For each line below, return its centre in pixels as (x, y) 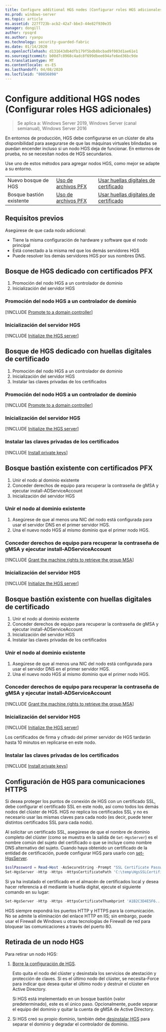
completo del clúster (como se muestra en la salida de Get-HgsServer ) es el (82, 837)
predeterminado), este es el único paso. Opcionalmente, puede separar (85, 1004)
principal (21, 245)
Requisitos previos (34, 218)
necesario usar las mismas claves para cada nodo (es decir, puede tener (79, 817)
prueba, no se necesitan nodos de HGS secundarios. (59, 154)
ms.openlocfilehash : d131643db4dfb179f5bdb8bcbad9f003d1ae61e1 (72, 51)
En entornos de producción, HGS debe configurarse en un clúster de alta (80, 138)
